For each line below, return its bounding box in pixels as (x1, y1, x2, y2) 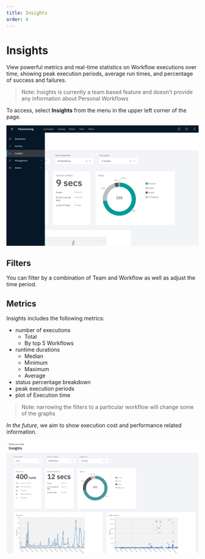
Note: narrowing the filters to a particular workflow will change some (21, 404, 194, 411)
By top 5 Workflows (24, 339, 74, 347)
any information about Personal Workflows (21, 95, 129, 102)
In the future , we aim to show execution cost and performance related (6, 422, 182, 429)
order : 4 (6, 16, 29, 23)
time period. (6, 281, 37, 288)
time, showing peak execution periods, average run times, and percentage (6, 70, 193, 78)
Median (24, 352, 44, 360)
